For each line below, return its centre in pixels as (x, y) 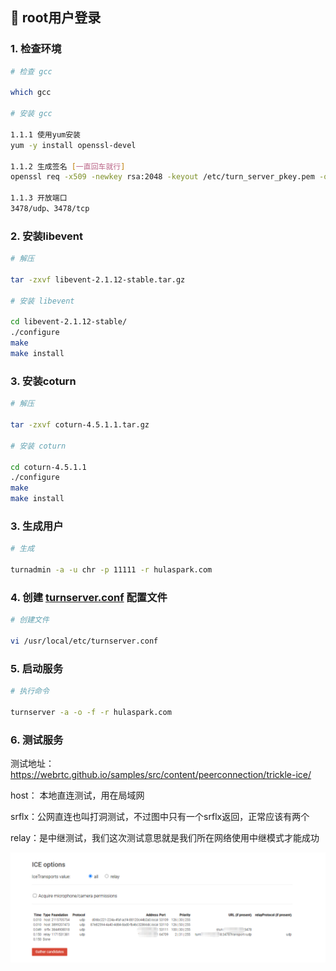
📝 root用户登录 (56, 18)
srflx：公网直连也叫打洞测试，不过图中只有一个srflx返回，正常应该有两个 (160, 817)
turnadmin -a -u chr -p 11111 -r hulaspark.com (111, 570)
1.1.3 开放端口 (39, 198)
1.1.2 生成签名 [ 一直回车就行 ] (68, 166)
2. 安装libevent (46, 236)
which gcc (31, 93)
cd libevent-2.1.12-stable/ (69, 322)
